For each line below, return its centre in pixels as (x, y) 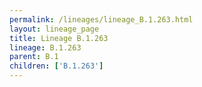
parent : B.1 (34, 57)
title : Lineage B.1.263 (59, 38)
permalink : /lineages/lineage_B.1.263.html (101, 19)
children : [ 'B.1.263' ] (56, 66)
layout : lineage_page (54, 29)
